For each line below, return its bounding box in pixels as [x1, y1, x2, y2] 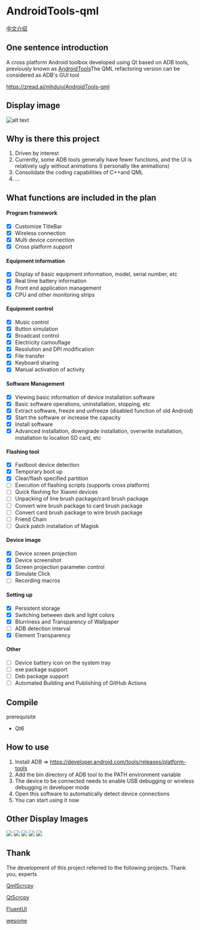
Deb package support [14, 673, 69, 680]
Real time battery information [14, 278, 87, 285]
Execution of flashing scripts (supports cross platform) [14, 482, 150, 489]
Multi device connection [14, 236, 75, 244]
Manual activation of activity [14, 366, 85, 373]
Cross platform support [14, 243, 73, 251]
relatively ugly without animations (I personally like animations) [14, 162, 170, 169]
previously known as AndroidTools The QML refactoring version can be [6, 65, 180, 72]
